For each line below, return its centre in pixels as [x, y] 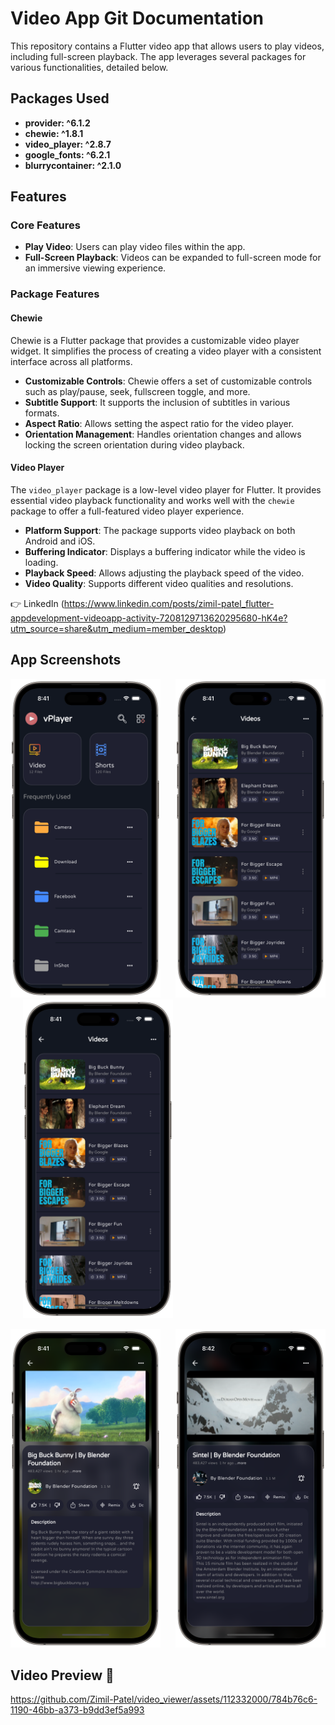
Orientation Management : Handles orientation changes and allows [163, 434]
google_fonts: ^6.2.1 [67, 154]
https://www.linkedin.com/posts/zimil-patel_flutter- [169, 603]
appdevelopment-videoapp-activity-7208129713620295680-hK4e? [149, 618]
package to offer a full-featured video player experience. [127, 511]
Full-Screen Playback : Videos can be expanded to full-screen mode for [173, 258]
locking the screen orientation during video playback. [134, 444]
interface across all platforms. [71, 361]
